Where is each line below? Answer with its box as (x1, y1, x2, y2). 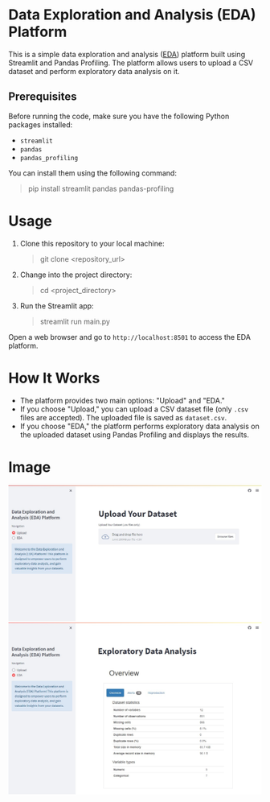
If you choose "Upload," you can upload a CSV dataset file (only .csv (19, 404, 249, 414)
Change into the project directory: (19, 270, 133, 279)
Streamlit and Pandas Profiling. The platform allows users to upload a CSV (8, 58, 254, 68)
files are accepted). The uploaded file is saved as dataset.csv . (19, 412, 227, 422)
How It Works (8, 369, 100, 387)
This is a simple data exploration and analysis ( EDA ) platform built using (8, 49, 246, 59)
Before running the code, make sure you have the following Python (8, 111, 230, 121)
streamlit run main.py (39, 316, 111, 326)
